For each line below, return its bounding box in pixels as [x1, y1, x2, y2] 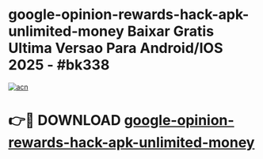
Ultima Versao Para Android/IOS [8, 40, 223, 57]
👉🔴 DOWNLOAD [8, 112, 121, 130]
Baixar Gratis [127, 22, 215, 40]
